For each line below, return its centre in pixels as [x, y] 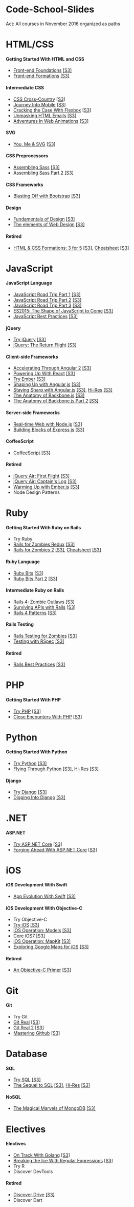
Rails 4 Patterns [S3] [35, 612]
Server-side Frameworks [33, 413]
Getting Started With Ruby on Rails [43, 527]
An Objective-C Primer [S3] [42, 970]
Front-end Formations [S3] [41, 76]
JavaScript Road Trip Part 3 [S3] [47, 305]
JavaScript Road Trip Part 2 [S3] [47, 300]
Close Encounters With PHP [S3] [48, 717]
